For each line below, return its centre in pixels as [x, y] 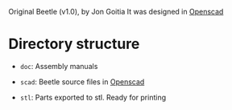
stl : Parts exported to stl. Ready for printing [93, 97]
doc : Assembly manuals [59, 66]
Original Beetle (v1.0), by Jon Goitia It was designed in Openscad [116, 12]
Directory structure [74, 44]
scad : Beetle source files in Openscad [82, 81]
